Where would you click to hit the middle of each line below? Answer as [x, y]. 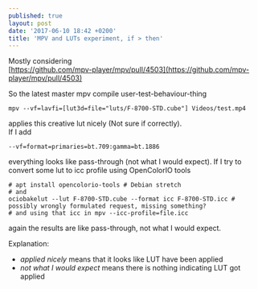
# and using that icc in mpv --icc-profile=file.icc [98, 213]
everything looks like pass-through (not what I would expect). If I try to [125, 162]
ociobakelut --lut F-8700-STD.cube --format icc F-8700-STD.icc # [122, 199]
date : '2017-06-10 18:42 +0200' [62, 31]
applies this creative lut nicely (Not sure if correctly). [95, 124]
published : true [35, 16]
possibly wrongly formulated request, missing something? [107, 206]
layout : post [30, 23]
